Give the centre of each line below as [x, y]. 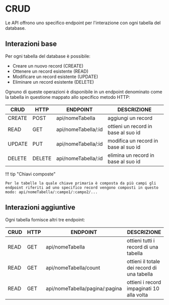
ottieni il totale [143, 261]
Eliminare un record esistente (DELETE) [53, 82]
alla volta [137, 294]
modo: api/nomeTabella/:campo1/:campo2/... [52, 192]
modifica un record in [133, 141]
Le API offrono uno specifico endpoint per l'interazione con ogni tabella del [83, 23]
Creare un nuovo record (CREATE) [48, 66]
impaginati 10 [143, 288]
